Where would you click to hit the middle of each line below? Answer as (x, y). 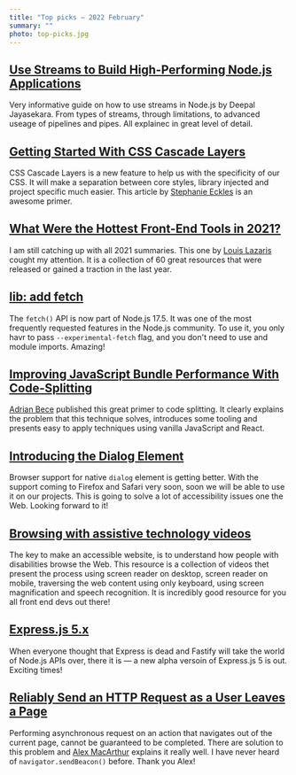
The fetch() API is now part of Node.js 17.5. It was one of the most (131, 318)
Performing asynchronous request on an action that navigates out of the (141, 732)
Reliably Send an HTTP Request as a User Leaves (147, 697)
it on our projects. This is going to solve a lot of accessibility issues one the (146, 496)
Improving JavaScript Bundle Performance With (144, 374)
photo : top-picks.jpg (49, 34)
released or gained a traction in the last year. (91, 269)
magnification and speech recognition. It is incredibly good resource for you (148, 593)
